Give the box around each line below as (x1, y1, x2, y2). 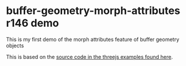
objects (6, 42, 25, 49)
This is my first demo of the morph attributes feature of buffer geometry (6, 36, 180, 43)
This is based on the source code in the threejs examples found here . (6, 53, 173, 60)
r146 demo (6, 16, 60, 30)
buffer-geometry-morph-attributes (6, 4, 180, 18)
